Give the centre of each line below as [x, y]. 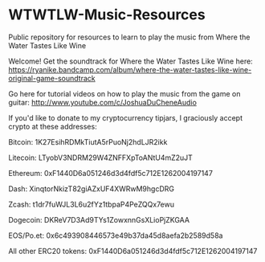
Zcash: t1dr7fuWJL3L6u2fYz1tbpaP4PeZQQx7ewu [92, 204]
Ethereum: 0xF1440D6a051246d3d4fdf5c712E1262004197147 [110, 173]
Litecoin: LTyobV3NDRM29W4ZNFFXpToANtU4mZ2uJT [100, 158]
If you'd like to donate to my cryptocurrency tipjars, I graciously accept [126, 117]
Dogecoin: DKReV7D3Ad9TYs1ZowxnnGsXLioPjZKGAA [99, 219]
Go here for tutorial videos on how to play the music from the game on [124, 93]
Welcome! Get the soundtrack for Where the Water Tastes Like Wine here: [130, 61]
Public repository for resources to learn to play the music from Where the [129, 37]
